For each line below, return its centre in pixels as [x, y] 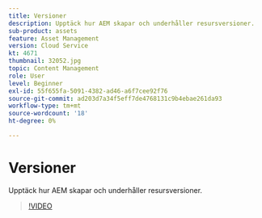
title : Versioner [38, 16]
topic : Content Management [54, 69]
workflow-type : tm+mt [45, 106]
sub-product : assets [43, 31]
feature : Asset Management [54, 38]
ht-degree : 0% [32, 121]
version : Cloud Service [49, 46]
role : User [27, 76]
